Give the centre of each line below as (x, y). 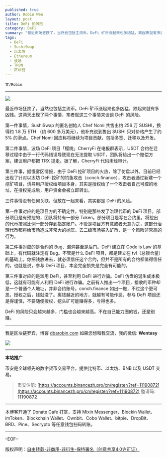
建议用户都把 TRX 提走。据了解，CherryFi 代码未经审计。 (72, 161)
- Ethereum (21, 56)
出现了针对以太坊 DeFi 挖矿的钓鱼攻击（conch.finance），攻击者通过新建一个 (83, 178)
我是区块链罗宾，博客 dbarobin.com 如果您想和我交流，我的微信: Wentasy (81, 333)
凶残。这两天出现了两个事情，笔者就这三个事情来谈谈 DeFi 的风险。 (74, 115)
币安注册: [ (28, 385)
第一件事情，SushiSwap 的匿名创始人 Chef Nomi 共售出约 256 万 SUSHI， (81, 125)
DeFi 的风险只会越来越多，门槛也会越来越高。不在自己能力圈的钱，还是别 (80, 311)
